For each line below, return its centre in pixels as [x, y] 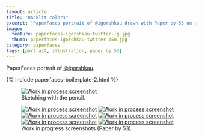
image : [14, 28]
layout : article [26, 12]
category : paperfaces [33, 46]
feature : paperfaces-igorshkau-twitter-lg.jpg [71, 34]
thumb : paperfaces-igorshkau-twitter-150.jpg [70, 40]
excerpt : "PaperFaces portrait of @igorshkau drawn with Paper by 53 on [99, 23]
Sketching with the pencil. [53, 97]
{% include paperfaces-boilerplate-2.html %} [62, 79]
